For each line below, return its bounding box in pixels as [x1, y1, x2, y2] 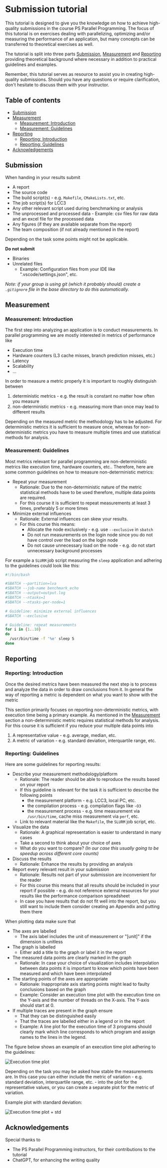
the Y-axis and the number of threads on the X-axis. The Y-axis [19, 997, 150, 1003]
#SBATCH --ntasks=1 [5, 595, 46, 600]
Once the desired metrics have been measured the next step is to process [5, 681, 157, 687]
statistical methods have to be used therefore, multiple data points [19, 489, 156, 495]
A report [12, 184, 30, 190]
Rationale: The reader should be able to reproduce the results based [19, 776, 160, 782]
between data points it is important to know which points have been [19, 965, 159, 971]
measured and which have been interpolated [19, 970, 112, 976]
